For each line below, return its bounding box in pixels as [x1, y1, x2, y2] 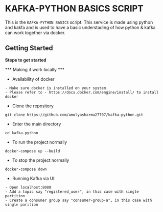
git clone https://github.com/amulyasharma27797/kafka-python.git [5, 112, 143, 117]
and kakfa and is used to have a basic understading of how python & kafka [5, 24, 156, 30]
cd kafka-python [5, 130, 38, 135]
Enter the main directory [12, 121, 61, 127]
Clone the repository [12, 103, 54, 109]
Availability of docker [12, 76, 55, 82]
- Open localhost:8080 [5, 185, 51, 190]
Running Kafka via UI [12, 175, 55, 181]
